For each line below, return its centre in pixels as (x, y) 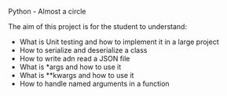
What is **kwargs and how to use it (77, 75)
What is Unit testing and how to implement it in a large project (119, 42)
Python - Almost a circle (47, 11)
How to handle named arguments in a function (95, 83)
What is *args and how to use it (70, 67)
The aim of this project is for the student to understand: (97, 26)
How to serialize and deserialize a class (83, 50)
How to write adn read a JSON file (75, 59)
